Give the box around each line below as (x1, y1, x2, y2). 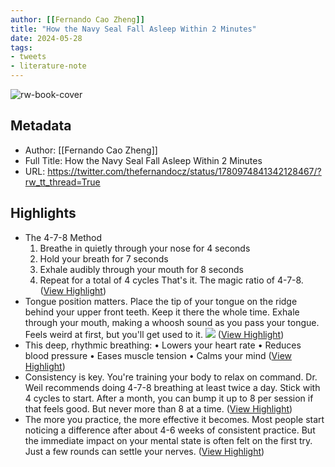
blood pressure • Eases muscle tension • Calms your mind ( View (24, 349, 292, 361)
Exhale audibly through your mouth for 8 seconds (39, 263, 244, 275)
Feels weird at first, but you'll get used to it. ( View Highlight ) (24, 328, 285, 340)
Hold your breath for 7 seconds (39, 252, 169, 265)
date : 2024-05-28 (10, 33, 83, 43)
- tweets (10, 52, 47, 62)
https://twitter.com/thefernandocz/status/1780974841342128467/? (47, 165, 322, 177)
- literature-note (10, 61, 87, 71)
